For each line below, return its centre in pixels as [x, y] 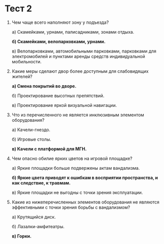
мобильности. [27, 61]
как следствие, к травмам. [41, 183]
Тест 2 [19, 9]
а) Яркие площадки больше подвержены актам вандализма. [76, 168]
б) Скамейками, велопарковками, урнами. [59, 41]
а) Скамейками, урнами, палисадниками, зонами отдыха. [73, 32]
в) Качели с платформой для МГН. [49, 148]
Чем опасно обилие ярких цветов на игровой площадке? [72, 158]
